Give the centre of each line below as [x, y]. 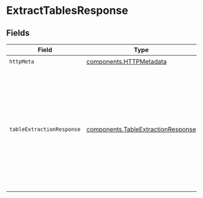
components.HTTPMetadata [127, 61]
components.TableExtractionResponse [141, 129]
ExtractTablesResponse [67, 11]
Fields [18, 33]
